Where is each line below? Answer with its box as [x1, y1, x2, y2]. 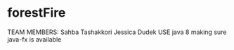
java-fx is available [7, 35, 62, 43]
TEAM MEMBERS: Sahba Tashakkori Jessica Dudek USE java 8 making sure [7, 28, 227, 36]
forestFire [7, 5, 66, 21]
